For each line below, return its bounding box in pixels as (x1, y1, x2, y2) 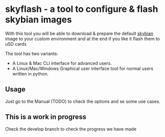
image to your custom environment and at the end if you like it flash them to (5, 36, 160, 42)
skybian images (5, 14, 72, 25)
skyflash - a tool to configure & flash (5, 3, 158, 15)
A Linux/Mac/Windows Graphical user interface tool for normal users (12, 66, 154, 71)
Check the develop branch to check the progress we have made (5, 126, 137, 132)
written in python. (12, 70, 49, 76)
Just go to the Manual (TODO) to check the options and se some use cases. (5, 98, 161, 104)
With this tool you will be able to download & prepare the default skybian (5, 30, 154, 36)
